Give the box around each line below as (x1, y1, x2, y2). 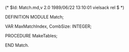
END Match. (5, 42, 29, 48)
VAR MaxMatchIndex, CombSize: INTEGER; (5, 23, 92, 29)
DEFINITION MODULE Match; (5, 14, 64, 19)
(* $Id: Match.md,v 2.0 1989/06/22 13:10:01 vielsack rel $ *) (5, 5, 125, 10)
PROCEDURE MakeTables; (5, 33, 57, 38)
